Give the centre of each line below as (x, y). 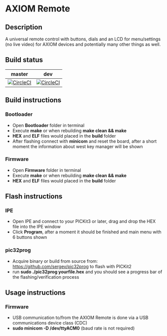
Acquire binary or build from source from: (55, 261)
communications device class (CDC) (50, 323)
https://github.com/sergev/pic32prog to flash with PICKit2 (72, 266)
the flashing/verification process (46, 277)
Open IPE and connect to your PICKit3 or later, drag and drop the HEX (84, 221)
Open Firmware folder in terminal (47, 170)
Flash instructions (34, 197)
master (19, 74)
